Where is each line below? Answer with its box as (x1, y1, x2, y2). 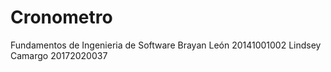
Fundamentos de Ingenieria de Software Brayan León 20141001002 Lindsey (10, 39, 322, 51)
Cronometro (10, 6, 113, 29)
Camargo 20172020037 (10, 49, 108, 61)
